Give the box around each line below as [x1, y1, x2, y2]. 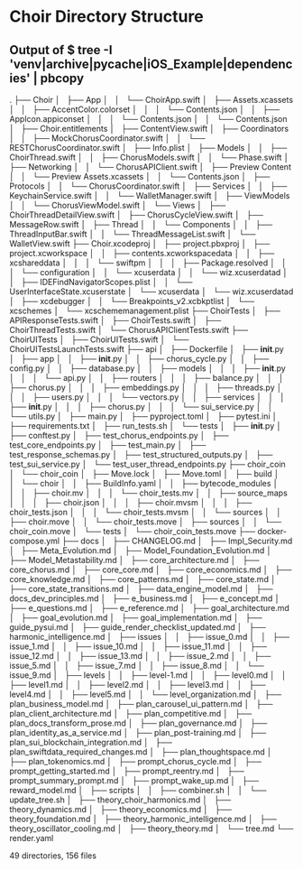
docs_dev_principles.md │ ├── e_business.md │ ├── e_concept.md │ [9, 593, 280, 604]
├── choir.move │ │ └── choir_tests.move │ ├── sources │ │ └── [9, 516, 282, 527]
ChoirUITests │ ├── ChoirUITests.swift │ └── [9, 334, 189, 345]
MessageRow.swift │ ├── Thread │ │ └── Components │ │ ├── [9, 219, 273, 229]
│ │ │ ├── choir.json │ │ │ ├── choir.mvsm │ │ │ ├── [9, 497, 252, 507]
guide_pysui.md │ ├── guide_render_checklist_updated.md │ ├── [9, 622, 266, 633]
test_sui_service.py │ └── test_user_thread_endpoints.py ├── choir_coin [9, 458, 286, 469]
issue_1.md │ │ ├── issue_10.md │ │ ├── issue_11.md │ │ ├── [9, 641, 268, 652]
